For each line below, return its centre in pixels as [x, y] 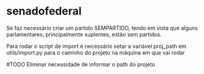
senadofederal [44, 11]
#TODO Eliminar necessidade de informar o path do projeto [81, 64]
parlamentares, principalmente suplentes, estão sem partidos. [84, 34]
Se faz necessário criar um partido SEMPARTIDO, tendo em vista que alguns [102, 28]
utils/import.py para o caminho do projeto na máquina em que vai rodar [96, 52]
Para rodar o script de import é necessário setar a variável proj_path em [97, 46]
